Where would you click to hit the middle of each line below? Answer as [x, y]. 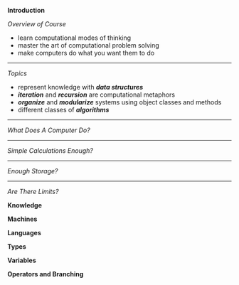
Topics [17, 73]
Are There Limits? [33, 192]
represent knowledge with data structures [80, 87]
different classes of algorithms [63, 110]
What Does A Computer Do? [49, 130]
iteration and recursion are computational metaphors [96, 95]
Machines [22, 219]
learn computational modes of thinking [74, 38]
